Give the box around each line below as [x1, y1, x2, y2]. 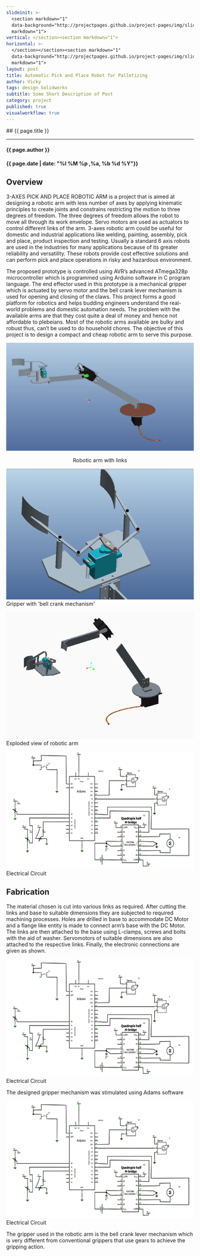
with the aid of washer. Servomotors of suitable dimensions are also [6, 934, 173, 941]
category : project [6, 98, 52, 104]
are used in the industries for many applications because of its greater [6, 243, 179, 250]
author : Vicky [6, 79, 42, 84]
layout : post [6, 66, 39, 72]
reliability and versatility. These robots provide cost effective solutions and [6, 250, 189, 257]
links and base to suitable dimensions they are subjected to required [6, 909, 174, 916]
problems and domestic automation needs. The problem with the [21, 305, 180, 312]
